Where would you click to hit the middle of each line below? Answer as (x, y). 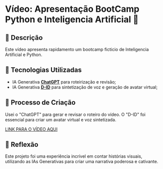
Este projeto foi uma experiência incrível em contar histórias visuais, (74, 156)
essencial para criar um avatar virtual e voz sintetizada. (61, 119)
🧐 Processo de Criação (40, 102)
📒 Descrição (24, 38)
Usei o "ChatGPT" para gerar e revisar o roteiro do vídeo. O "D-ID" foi (75, 114)
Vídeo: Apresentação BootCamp (72, 9)
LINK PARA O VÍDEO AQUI (31, 129)
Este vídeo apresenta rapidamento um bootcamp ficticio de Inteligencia (77, 49)
